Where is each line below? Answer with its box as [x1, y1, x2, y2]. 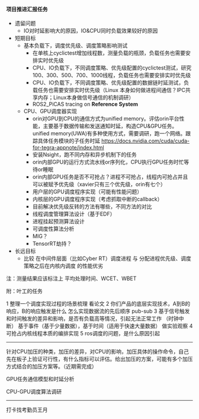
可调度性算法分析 [32, 226, 75, 233]
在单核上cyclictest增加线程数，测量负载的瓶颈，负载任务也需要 [32, 49, 186, 56]
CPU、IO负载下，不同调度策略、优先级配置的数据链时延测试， [32, 79, 184, 86]
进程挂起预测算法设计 [32, 218, 85, 225]
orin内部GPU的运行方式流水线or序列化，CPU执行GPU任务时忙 [32, 158, 184, 166]
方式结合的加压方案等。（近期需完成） [6, 363, 97, 370]
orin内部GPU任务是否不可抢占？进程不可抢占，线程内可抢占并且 [32, 173, 188, 180]
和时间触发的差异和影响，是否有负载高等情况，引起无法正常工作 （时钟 [6, 315, 179, 322]
